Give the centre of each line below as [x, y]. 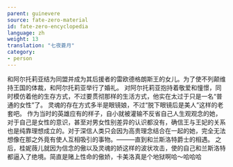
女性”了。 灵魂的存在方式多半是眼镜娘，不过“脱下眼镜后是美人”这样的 [118, 105]
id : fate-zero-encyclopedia [48, 26]
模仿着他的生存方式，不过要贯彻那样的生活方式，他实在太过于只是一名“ [115, 96]
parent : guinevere [34, 13]
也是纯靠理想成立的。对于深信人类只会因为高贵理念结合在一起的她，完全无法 [116, 130]
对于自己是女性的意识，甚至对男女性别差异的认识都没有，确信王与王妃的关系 [116, 122]
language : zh [26, 33]
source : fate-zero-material [48, 20]
